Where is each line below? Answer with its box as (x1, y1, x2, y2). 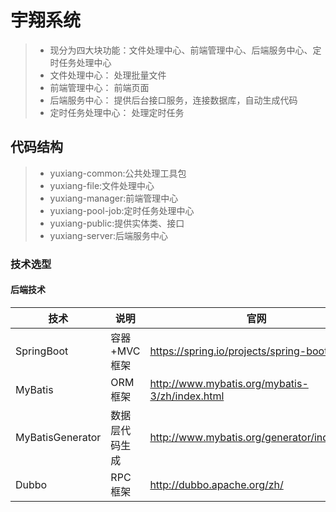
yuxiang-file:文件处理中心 (49, 179, 155, 191)
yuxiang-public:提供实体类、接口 (49, 217, 185, 229)
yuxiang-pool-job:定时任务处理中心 (49, 204, 195, 216)
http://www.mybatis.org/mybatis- (149, 376, 309, 390)
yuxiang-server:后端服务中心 (49, 229, 169, 241)
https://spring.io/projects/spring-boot (149, 344, 328, 358)
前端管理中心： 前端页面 (49, 81, 150, 93)
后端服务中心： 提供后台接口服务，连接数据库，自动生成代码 (49, 94, 298, 106)
